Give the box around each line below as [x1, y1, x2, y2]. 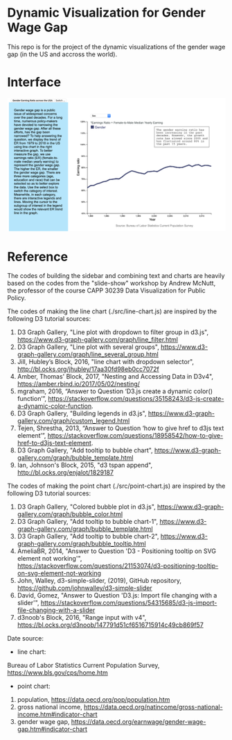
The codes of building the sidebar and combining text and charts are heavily [7, 272, 225, 280]
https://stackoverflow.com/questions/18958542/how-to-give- [47, 431, 224, 440]
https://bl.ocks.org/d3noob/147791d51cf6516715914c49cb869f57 [17, 620, 204, 630]
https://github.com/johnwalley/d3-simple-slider [17, 584, 152, 592]
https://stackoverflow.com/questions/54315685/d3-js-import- [40, 599, 217, 607]
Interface [7, 74, 61, 90]
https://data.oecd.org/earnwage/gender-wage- [71, 718, 206, 726]
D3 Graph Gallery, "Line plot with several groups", [17, 343, 159, 352]
